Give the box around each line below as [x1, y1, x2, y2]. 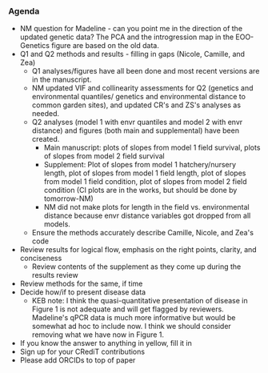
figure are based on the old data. [51, 41, 160, 50]
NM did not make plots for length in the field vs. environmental [43, 203, 250, 212]
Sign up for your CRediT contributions [19, 347, 146, 357]
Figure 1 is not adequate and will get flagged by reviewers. [31, 304, 224, 314]
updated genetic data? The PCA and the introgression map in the [19, 32, 234, 42]
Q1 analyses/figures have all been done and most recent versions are [31, 66, 260, 76]
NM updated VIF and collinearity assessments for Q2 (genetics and [31, 83, 254, 93]
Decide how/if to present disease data [19, 287, 146, 297]
